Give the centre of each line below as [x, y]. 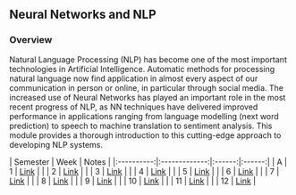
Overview [31, 40]
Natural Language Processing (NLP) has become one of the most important [148, 59]
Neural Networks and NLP [83, 15]
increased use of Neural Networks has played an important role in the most [148, 97]
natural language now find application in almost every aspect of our [134, 78]
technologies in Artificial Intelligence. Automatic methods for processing [142, 69]
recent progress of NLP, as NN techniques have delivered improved [134, 107]
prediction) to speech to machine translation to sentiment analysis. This [141, 126]
